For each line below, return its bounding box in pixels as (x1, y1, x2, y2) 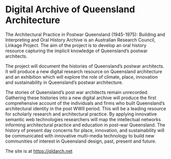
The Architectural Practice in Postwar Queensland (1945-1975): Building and (5, 31, 165, 37)
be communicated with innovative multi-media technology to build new (5, 132, 155, 139)
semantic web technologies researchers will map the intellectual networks (5, 116, 161, 122)
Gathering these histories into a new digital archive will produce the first (5, 95, 157, 101)
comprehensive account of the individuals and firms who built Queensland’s (5, 100, 165, 106)
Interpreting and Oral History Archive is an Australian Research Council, (5, 37, 156, 43)
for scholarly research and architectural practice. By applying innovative (5, 111, 157, 117)
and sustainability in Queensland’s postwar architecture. (5, 79, 124, 85)
